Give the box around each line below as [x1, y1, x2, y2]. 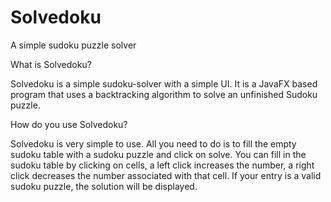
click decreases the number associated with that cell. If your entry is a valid [10, 169, 322, 181]
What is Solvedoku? [10, 58, 92, 70]
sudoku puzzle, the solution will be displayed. [10, 180, 198, 192]
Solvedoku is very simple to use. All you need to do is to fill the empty [10, 137, 297, 150]
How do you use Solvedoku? [10, 118, 128, 130]
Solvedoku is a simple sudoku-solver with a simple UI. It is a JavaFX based [10, 77, 318, 90]
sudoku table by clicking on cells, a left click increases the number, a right [10, 159, 315, 171]
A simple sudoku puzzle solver [10, 39, 137, 51]
